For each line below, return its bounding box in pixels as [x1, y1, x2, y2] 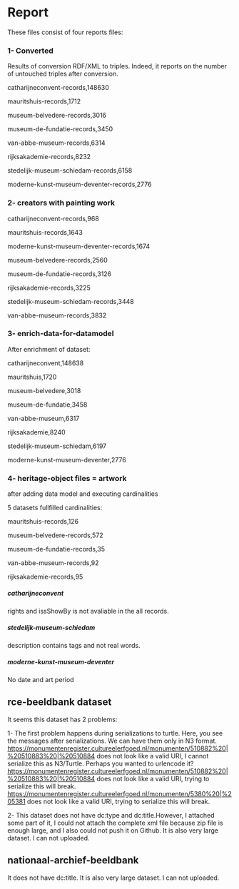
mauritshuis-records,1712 [7, 97, 81, 106]
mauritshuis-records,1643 [7, 228, 83, 236]
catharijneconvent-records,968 [7, 214, 100, 223]
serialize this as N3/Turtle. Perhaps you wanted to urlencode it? [7, 759, 194, 768]
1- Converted [7, 46, 54, 56]
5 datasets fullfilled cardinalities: [7, 504, 103, 512]
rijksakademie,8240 [7, 427, 66, 436]
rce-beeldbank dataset [7, 696, 112, 708]
